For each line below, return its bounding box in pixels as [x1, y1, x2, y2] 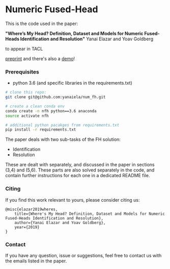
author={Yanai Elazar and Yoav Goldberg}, [14, 220, 106, 225]
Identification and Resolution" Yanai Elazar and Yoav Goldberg [20, 36, 154, 42]
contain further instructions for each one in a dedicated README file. [5, 173, 150, 179]
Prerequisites [5, 68, 39, 75]
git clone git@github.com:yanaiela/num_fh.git [5, 94, 106, 100]
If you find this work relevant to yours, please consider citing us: [5, 197, 140, 203]
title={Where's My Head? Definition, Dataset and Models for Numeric [14, 211, 165, 216]
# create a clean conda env [5, 104, 65, 109]
